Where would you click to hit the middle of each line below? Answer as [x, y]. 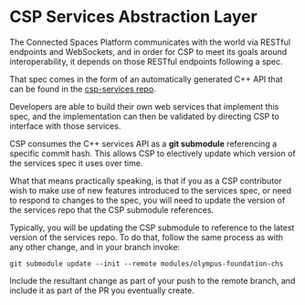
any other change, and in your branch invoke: [95, 247]
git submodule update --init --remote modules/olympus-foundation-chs [147, 263]
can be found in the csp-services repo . [83, 89]
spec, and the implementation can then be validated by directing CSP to [145, 116]
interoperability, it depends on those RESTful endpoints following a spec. [146, 61]
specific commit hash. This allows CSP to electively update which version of [152, 153]
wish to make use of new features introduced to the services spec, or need [151, 190]
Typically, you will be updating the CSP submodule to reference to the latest [152, 227]
